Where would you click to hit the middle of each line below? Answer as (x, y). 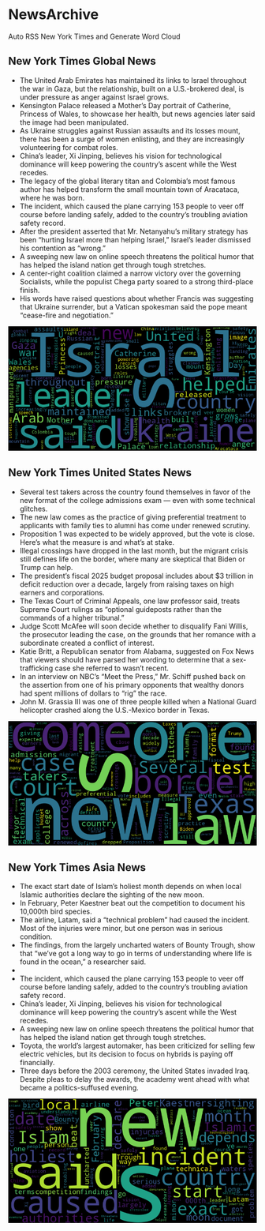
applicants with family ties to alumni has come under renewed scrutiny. (135, 525)
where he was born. (52, 197)
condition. (36, 936)
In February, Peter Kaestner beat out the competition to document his (132, 903)
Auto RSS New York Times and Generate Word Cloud (94, 36)
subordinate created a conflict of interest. (87, 643)
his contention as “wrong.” (63, 248)
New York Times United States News (100, 473)
